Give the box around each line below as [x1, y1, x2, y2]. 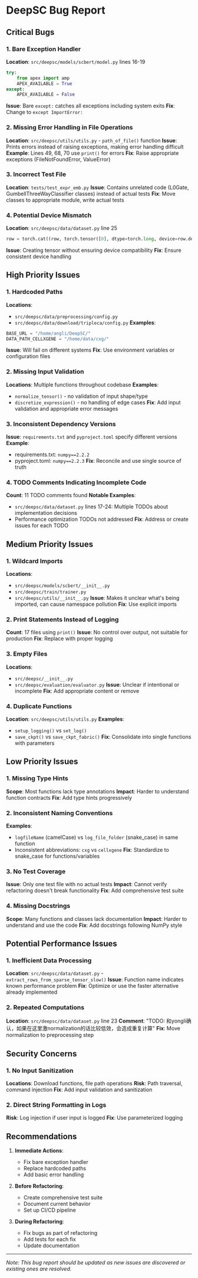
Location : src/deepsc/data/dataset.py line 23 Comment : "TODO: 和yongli [6, 1017, 187, 1024]
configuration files [6, 353, 51, 360]
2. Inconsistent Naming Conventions [6, 809, 113, 817]
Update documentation [23, 1242, 80, 1249]
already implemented [6, 988, 58, 996]
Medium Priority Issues [6, 539, 93, 549]
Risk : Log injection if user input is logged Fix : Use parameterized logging [6, 1114, 183, 1121]
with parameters [14, 739, 55, 747]
